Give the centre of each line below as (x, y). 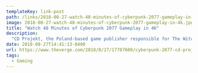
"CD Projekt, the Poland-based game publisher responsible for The (96, 39)
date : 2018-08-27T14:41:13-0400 (46, 45)
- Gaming (22, 61)
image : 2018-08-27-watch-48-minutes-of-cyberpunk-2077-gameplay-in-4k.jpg (100, 22)
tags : (13, 55)
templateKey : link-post (35, 11)
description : (22, 34)
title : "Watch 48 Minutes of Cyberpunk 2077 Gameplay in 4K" (83, 28)
